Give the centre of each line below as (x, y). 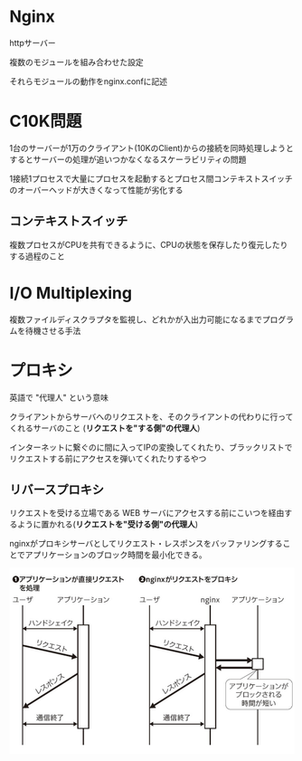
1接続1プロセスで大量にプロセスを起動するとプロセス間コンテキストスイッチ (151, 178)
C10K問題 (46, 122)
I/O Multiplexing (71, 293)
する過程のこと (37, 256)
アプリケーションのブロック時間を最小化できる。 (116, 555)
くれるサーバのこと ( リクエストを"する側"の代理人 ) (105, 428)
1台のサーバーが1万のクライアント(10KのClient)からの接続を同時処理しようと (151, 147)
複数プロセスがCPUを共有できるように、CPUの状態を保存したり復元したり (149, 244)
